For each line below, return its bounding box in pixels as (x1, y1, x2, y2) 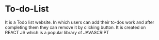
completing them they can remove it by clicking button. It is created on (5, 24, 146, 30)
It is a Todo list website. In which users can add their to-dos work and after (5, 19, 155, 25)
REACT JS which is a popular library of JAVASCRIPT (5, 29, 109, 35)
